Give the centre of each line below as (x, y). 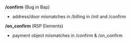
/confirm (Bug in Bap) (28, 7)
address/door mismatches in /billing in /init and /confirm (69, 16)
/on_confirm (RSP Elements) (34, 26)
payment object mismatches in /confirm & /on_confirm (67, 35)
